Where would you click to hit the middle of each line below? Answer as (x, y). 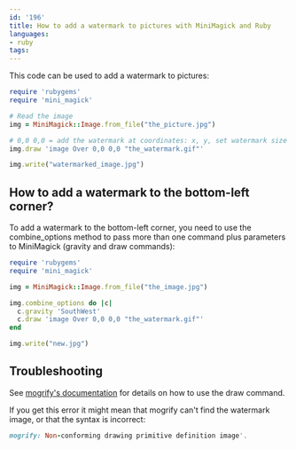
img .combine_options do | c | (61, 303)
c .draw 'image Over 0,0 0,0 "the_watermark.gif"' (110, 319)
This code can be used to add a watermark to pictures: (109, 75)
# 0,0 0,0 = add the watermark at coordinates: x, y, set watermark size (148, 140)
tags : (19, 51)
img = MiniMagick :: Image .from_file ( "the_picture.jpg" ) (113, 124)
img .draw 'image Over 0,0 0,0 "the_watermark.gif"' (106, 149)
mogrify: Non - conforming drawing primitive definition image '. (129, 436)
